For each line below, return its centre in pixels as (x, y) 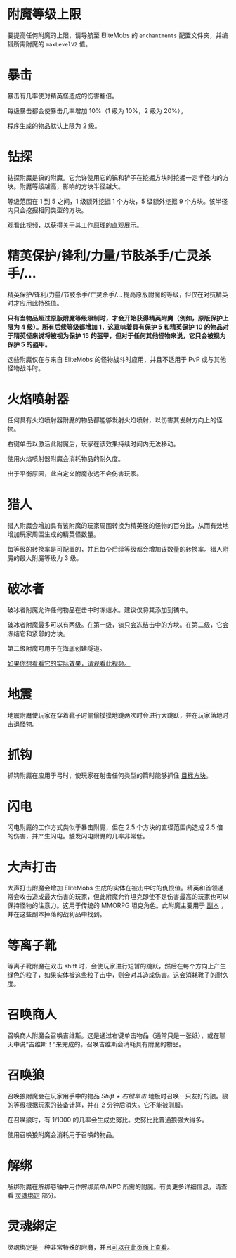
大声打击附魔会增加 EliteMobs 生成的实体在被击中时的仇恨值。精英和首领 (112, 888)
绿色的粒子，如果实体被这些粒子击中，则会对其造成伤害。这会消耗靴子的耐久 (118, 975)
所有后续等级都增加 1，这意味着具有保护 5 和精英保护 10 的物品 (132, 327)
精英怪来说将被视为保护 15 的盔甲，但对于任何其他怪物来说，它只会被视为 (119, 335)
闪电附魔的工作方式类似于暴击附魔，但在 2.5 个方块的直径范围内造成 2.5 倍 (115, 827)
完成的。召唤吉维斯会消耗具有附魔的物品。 (124, 1044)
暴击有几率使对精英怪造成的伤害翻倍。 (63, 96)
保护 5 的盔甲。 (29, 344)
